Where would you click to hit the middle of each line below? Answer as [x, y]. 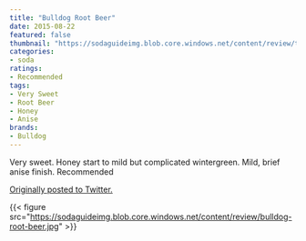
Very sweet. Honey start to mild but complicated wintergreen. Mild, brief [145, 162]
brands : [24, 128]
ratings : [26, 69]
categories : [32, 52]
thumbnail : [30, 43]
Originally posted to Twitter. [61, 189]
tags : [20, 85]
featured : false [40, 35]
